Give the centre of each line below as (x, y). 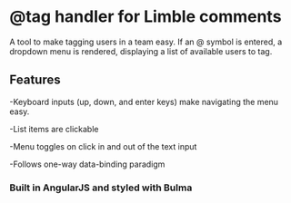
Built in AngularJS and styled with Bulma (101, 188)
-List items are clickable (54, 129)
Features (35, 80)
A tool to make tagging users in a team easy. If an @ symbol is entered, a (146, 42)
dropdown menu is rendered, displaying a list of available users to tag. (141, 51)
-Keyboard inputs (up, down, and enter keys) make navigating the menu (144, 101)
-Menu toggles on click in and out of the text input (103, 146)
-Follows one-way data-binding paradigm (87, 164)
